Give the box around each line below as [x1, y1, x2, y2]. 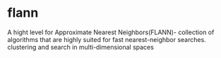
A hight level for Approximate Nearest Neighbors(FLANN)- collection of [7, 28, 215, 36]
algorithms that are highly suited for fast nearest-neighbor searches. [7, 35, 206, 43]
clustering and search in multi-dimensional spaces [7, 43, 154, 51]
